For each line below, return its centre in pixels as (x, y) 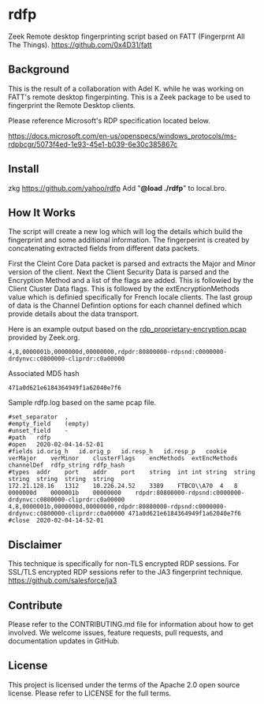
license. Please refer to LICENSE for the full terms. (90, 693)
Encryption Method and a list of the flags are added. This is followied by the (131, 281)
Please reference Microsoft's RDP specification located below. (110, 121)
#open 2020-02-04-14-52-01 (56, 445)
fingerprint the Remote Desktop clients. (72, 105)
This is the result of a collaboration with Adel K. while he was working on (126, 88)
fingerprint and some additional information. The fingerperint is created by (129, 240)
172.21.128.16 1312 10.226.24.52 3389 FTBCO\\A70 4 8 (123, 486)
